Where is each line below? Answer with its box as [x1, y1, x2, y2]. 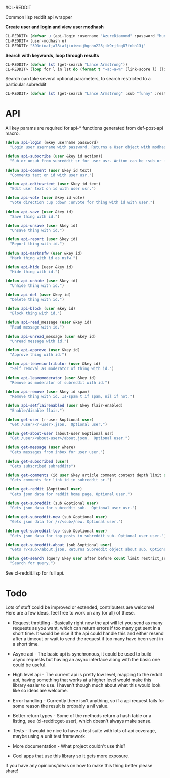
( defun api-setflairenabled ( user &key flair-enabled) [5, 403, 123, 408]
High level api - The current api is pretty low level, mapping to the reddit [12, 672, 163, 677]
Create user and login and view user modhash [5, 24, 104, 30]
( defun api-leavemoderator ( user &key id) [5, 375, 96, 380]
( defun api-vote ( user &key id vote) [5, 195, 85, 200]
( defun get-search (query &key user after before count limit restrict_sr [5, 556, 166, 561]
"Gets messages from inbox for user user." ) [10, 449, 105, 455]
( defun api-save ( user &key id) [5, 209, 73, 214]
